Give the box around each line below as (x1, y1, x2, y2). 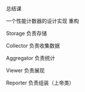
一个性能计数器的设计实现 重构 (6, 17, 79, 24)
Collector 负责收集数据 (6, 43, 60, 49)
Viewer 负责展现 (6, 67, 45, 74)
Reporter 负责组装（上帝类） (6, 79, 75, 86)
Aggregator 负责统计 (6, 55, 55, 61)
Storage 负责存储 (6, 30, 47, 37)
